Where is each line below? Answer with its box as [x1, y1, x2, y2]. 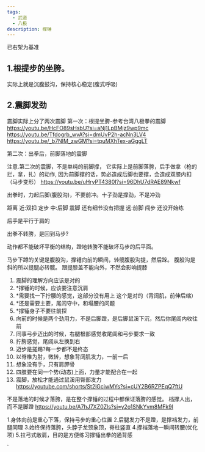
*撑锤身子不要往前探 [15, 307, 67, 315]
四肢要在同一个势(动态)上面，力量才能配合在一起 [15, 368, 138, 376]
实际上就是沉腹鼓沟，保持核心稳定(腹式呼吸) [7, 81, 118, 88]
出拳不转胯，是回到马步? [7, 230, 69, 237]
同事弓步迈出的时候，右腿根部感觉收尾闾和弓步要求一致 [15, 330, 155, 337]
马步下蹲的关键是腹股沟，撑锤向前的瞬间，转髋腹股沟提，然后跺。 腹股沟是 [7, 256, 196, 263]
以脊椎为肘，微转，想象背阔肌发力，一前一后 [15, 352, 129, 360]
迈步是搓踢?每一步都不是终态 [15, 345, 88, 352]
